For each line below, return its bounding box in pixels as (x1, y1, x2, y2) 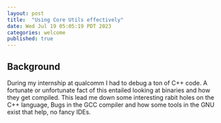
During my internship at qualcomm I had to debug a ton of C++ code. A (7, 79, 207, 87)
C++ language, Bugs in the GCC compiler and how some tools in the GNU (7, 100, 215, 109)
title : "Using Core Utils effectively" (7, 16, 125, 23)
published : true (7, 36, 53, 42)
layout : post (7, 10, 44, 17)
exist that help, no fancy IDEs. (7, 107, 91, 116)
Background (7, 61, 60, 72)
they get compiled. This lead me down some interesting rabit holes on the (7, 93, 214, 101)
